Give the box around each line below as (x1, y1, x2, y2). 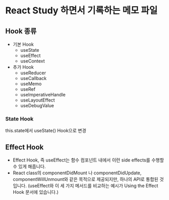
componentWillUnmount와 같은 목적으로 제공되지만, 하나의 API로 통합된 (12, 176, 159, 183)
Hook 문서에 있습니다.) (12, 189, 59, 195)
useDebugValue (20, 103, 54, 108)
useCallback (20, 75, 47, 81)
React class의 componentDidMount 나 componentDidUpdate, (12, 170, 142, 176)
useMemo (20, 81, 42, 87)
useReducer (20, 70, 46, 76)
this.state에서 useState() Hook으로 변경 (5, 128, 87, 134)
